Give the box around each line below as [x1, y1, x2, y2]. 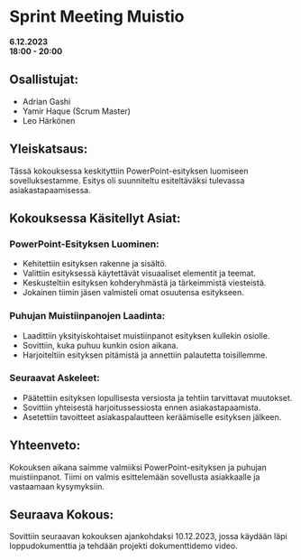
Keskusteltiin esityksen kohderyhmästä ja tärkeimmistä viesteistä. [22, 277, 267, 288]
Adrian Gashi [22, 96, 71, 107]
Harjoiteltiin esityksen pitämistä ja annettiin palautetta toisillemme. [22, 350, 268, 360]
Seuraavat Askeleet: [9, 372, 101, 385]
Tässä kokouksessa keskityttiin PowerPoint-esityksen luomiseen [9, 165, 250, 176]
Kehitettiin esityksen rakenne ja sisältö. [22, 258, 168, 269]
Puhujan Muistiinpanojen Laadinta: [9, 310, 165, 322]
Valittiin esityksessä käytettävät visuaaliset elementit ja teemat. [22, 268, 257, 279]
